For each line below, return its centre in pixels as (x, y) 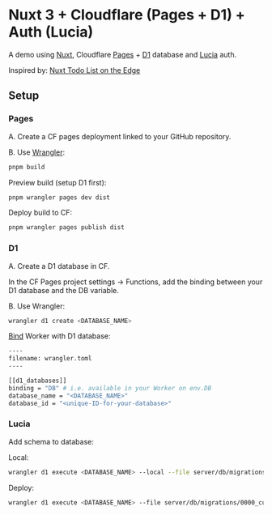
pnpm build (27, 167)
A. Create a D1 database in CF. (59, 266)
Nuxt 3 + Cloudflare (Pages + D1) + (127, 15)
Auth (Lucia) (51, 32)
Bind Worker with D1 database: (59, 336)
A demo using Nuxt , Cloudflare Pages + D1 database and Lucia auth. (123, 54)
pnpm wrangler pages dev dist (59, 197)
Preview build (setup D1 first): (57, 182)
